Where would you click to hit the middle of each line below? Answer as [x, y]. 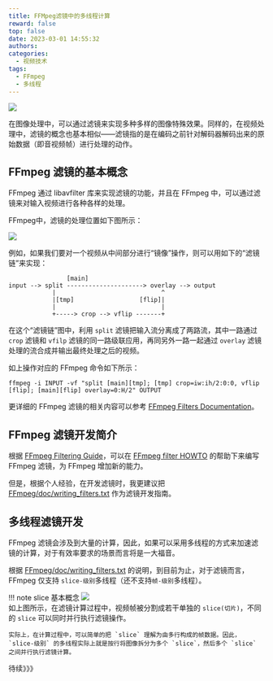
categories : [28, 54]
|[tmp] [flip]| [108, 300]
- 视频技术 [32, 62]
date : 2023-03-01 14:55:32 [54, 39]
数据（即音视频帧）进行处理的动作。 [76, 144]
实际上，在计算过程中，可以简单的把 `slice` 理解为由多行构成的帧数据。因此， [125, 635]
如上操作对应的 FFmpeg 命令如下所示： [74, 368]
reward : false [32, 24]
